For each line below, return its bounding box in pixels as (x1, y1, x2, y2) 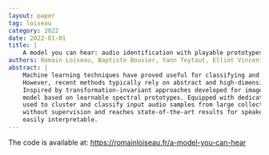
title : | (8, 42, 38, 50)
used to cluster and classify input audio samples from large (22, 101, 235, 109)
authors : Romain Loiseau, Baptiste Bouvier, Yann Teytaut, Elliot (8, 57, 235, 65)
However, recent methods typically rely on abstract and (22, 78, 217, 86)
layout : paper (8, 11, 56, 20)
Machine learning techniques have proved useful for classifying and (22, 71, 260, 79)
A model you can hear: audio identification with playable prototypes (22, 49, 263, 57)
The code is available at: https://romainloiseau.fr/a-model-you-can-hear (8, 137, 247, 147)
